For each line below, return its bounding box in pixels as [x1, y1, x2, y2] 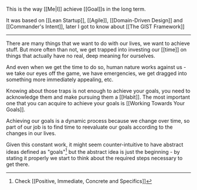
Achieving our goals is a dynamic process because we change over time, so [6, 118, 190, 124]
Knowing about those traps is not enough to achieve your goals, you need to [6, 88, 191, 94]
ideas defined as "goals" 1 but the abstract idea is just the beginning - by [6, 147, 180, 155]
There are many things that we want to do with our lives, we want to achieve [6, 40, 191, 47]
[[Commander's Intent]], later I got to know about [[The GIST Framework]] [6, 23, 185, 30]
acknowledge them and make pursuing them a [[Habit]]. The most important [6, 94, 191, 101]
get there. [6, 161, 30, 168]
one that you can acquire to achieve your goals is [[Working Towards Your [6, 100, 185, 106]
